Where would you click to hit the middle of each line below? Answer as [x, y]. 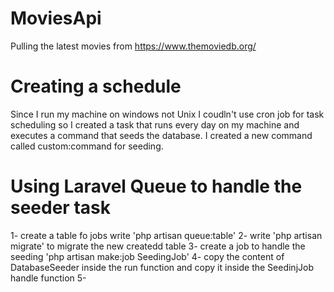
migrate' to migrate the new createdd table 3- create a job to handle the [158, 246]
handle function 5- [48, 278]
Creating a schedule [96, 86]
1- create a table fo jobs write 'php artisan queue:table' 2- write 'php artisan [166, 235]
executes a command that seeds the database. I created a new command [161, 135]
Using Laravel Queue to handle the [156, 186]
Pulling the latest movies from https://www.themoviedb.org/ [133, 46]
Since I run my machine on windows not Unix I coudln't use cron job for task [167, 114]
